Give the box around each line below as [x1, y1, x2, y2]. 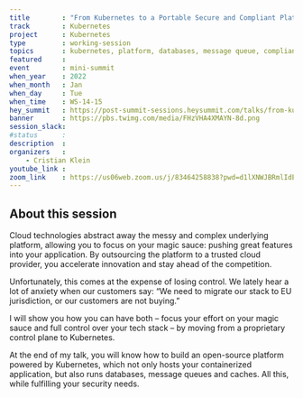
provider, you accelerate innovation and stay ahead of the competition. [9, 259, 272, 270]
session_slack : [9, 123, 67, 132]
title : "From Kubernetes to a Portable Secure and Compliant [9, 13, 277, 23]
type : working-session [9, 38, 131, 48]
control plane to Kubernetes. [9, 332, 115, 343]
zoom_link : [9, 172, 67, 181]
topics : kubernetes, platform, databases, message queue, [9, 47, 260, 56]
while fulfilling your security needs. [9, 378, 140, 389]
